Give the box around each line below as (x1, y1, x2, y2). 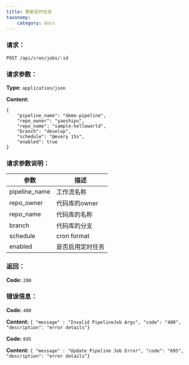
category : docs (17, 20, 55, 26)
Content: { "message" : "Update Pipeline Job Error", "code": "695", (6, 346, 184, 354)
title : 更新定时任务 (6, 8, 52, 15)
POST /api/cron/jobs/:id (6, 55, 69, 61)
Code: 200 (6, 276, 32, 283)
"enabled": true (17, 139, 58, 145)
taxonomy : (6, 14, 31, 20)
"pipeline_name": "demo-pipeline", (17, 112, 107, 118)
